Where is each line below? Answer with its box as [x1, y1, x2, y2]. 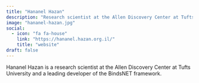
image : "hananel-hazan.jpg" [6, 20, 76, 25]
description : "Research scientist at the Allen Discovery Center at [6, 14, 179, 20]
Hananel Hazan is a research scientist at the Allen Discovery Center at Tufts [6, 63, 191, 71]
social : [6, 25, 25, 31]
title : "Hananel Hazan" [6, 8, 65, 15]
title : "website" [17, 42, 60, 48]
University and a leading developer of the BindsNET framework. [6, 69, 162, 77]
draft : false [6, 47, 38, 53]
